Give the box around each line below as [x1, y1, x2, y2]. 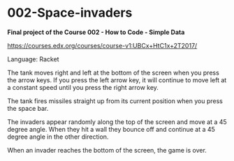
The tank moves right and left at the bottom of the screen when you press [7, 68, 220, 77]
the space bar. [7, 104, 49, 112]
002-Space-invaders [7, 5, 133, 21]
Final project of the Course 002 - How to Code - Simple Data [7, 28, 185, 36]
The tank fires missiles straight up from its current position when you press [7, 96, 224, 105]
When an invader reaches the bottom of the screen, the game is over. [7, 146, 207, 154]
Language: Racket [7, 54, 59, 63]
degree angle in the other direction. [7, 132, 109, 141]
